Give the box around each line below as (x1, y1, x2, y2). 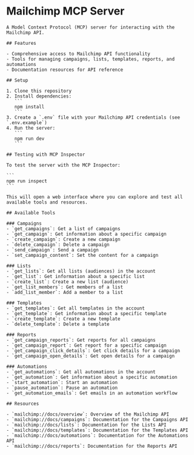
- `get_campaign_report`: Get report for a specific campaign (6, 342, 167, 348)
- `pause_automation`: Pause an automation (6, 385, 118, 391)
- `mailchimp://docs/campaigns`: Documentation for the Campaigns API (6, 416, 189, 422)
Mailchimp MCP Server (6, 4, 125, 18)
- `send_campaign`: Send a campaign (6, 247, 99, 253)
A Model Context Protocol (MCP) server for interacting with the (6, 24, 175, 30)
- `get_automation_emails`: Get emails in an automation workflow (6, 390, 178, 396)
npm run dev (14, 135, 45, 142)
